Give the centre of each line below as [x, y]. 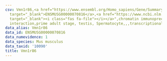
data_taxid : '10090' [27, 46]
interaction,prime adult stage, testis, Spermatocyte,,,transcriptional [86, 23]
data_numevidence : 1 [27, 37]
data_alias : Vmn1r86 [27, 28]
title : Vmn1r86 [21, 51]
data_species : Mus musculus [34, 42]
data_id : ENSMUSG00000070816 [35, 32]
